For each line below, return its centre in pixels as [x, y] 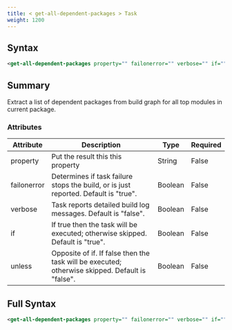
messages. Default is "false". [98, 213]
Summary [29, 85]
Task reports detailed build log [100, 205]
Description [101, 145]
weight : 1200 [26, 20]
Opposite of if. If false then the [100, 253]
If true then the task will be [95, 225]
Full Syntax [32, 303]
